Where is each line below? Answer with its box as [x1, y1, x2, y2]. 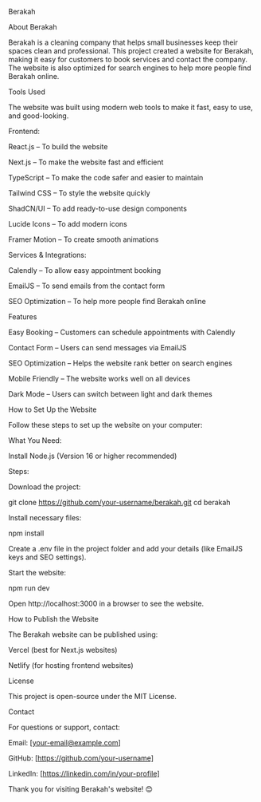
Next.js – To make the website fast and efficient [8, 157, 164, 167]
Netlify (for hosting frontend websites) [8, 661, 134, 670]
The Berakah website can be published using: [8, 630, 158, 639]
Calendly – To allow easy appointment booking [8, 266, 162, 275]
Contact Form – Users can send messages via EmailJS [8, 343, 187, 352]
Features [8, 312, 37, 322]
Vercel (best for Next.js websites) [8, 646, 118, 654]
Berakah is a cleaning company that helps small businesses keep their [8, 38, 239, 47]
